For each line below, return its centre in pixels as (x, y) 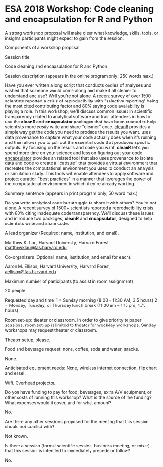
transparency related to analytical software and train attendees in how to (78, 116)
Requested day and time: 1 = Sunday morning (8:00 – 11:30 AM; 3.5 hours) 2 (81, 300)
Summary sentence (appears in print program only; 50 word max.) (71, 193)
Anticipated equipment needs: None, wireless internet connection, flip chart (81, 368)
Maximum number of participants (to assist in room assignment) (69, 281)
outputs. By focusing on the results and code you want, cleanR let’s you (77, 147)
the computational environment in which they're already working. (70, 183)
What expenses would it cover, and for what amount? (58, 402)
